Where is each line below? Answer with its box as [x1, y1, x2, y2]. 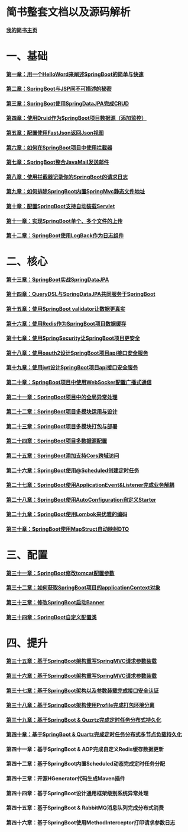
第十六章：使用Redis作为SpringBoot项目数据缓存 [6, 320, 127, 327]
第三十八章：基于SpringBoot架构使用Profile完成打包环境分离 [6, 702, 155, 709]
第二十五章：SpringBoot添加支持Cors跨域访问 [6, 452, 119, 459]
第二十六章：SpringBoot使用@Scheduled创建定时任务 [6, 467, 140, 474]
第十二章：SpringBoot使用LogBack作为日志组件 [6, 232, 124, 239]
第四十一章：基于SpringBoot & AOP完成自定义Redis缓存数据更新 [6, 745, 164, 753]
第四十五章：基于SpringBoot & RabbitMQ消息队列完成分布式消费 [6, 804, 164, 811]
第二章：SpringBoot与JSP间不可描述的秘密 [6, 85, 112, 93]
